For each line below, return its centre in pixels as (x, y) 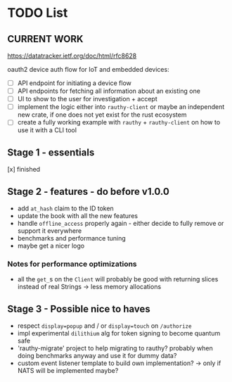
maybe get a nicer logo (51, 246)
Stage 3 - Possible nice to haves (79, 308)
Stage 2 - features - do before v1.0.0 (89, 191)
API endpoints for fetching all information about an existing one (109, 91)
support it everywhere (50, 231)
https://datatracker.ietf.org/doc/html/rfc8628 (72, 56)
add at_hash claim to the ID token (65, 208)
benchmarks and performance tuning (72, 238)
